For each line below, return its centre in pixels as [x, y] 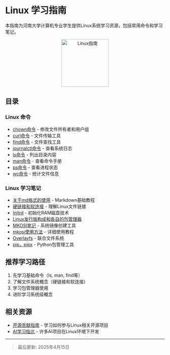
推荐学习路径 [25, 262]
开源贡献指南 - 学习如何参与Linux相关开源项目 [60, 325]
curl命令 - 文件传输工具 [37, 136]
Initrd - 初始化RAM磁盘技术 [41, 213]
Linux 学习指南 [36, 10]
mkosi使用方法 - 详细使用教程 [43, 232]
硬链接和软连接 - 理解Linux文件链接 [49, 206]
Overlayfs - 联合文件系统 [38, 238]
